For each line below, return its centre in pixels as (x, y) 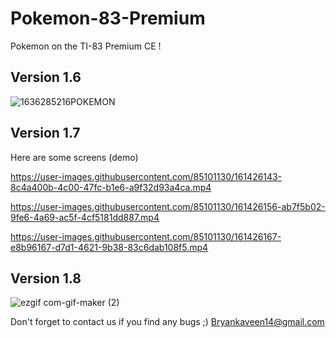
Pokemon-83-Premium (108, 18)
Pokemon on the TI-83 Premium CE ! (86, 46)
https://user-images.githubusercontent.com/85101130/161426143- (146, 176)
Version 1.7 (45, 133)
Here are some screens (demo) (74, 157)
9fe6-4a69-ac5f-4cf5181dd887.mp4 (85, 217)
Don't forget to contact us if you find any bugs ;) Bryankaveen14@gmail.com (167, 322)
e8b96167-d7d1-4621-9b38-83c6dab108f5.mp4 (109, 247)
